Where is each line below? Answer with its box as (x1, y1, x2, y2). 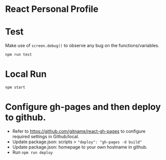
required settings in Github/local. (12, 134, 79, 139)
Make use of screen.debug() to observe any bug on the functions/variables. (5, 43, 160, 49)
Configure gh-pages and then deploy (5, 102, 161, 112)
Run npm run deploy (12, 150, 53, 155)
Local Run (5, 68, 47, 80)
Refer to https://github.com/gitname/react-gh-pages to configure (12, 128, 146, 134)
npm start (5, 85, 26, 90)
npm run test (5, 52, 32, 57)
